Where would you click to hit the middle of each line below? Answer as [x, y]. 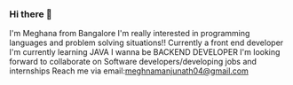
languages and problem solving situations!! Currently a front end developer [146, 42]
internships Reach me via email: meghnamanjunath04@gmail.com [129, 71]
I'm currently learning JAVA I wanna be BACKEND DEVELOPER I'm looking [145, 52]
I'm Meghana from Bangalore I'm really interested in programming [130, 34]
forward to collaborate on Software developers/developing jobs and [133, 62]
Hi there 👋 [31, 14]
